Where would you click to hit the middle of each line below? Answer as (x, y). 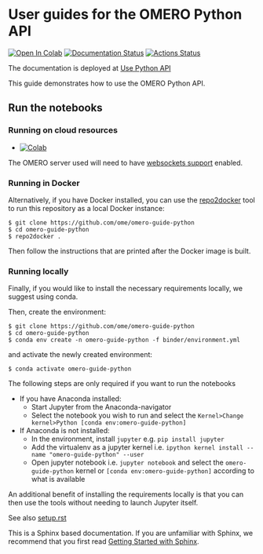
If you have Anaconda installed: (70, 399)
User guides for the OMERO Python (125, 15)
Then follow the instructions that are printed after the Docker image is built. (130, 251)
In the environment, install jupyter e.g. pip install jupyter (128, 439)
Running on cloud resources (63, 130)
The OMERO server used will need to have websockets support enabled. (126, 162)
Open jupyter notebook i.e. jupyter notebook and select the (127, 463)
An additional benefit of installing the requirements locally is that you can (126, 494)
